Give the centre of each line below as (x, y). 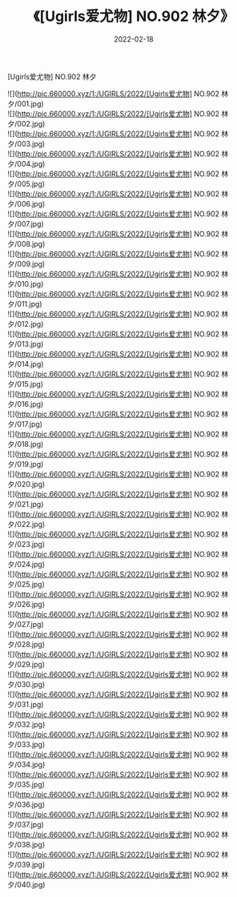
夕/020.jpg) (26, 484)
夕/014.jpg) (26, 364)
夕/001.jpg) (26, 103)
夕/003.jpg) (26, 143)
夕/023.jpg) (26, 544)
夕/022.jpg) (26, 524)
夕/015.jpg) (26, 384)
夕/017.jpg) (25, 424)
